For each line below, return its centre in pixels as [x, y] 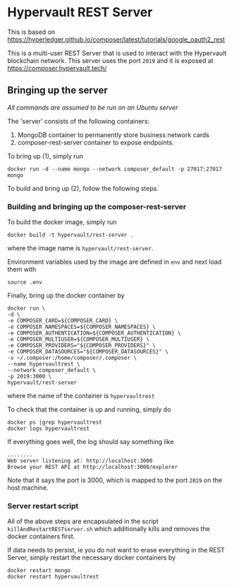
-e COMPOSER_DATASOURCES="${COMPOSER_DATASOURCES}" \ [88, 352]
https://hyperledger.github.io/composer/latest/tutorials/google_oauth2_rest [116, 39]
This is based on [31, 32]
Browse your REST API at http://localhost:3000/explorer [93, 467]
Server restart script [43, 506]
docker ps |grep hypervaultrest [55, 423]
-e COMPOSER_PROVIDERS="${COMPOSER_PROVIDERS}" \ [82, 346]
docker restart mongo [39, 571]
